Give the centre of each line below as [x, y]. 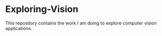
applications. [19, 28]
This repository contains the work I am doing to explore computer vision [81, 23]
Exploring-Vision [42, 9]
